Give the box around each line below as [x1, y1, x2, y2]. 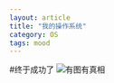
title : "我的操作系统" [9, 22, 87, 31]
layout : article [9, 13, 71, 23]
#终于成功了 [9, 64, 54, 75]
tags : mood [9, 38, 51, 48]
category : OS [9, 30, 59, 39]
